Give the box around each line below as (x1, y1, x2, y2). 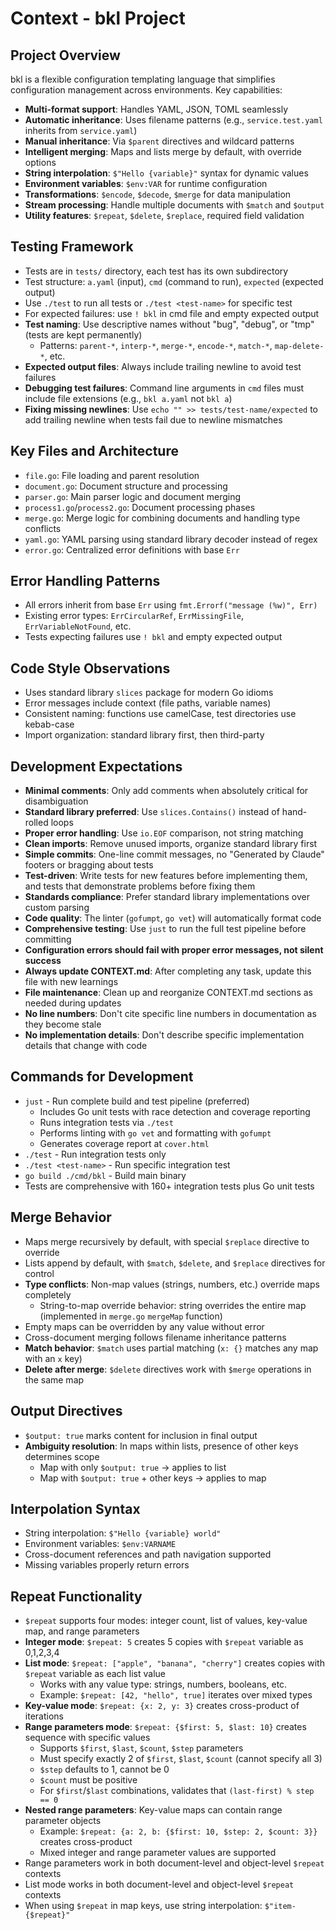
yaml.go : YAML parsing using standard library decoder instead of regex (24, 533, 318, 545)
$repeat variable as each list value (24, 1668, 166, 1680)
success (24, 955, 62, 967)
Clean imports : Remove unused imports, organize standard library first (24, 838, 318, 850)
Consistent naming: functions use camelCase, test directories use (24, 708, 297, 720)
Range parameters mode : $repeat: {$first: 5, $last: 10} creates (24, 1721, 307, 1733)
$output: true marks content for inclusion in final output (24, 1429, 258, 1441)
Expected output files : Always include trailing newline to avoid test (24, 360, 302, 372)
